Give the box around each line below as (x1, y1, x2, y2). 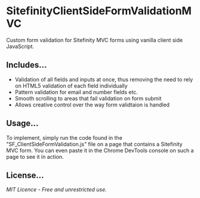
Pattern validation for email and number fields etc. (14, 88, 139, 96)
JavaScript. (6, 43, 35, 50)
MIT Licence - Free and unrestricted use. (6, 186, 107, 193)
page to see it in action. (6, 153, 64, 160)
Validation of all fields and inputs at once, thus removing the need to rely (14, 76, 193, 83)
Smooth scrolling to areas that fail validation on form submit (14, 95, 162, 102)
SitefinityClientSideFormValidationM (6, 4, 192, 18)
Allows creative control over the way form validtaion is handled (14, 101, 170, 108)
